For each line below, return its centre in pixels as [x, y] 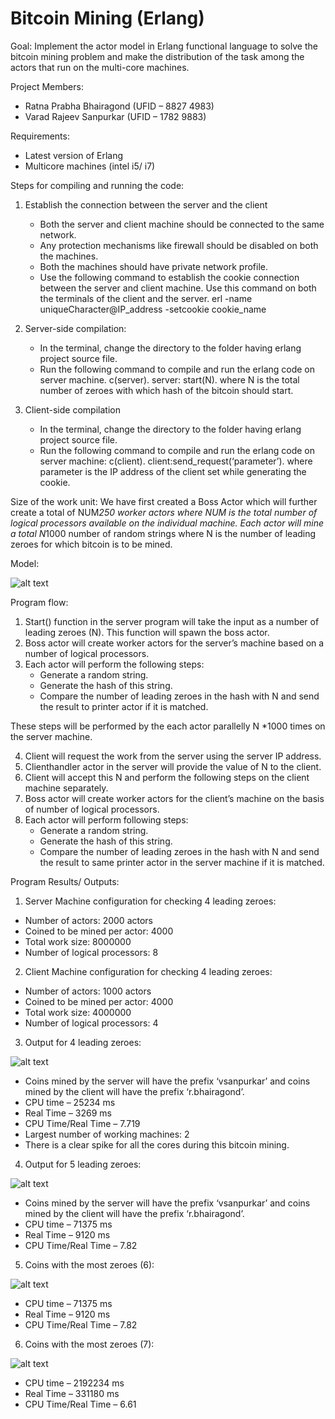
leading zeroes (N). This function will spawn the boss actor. [147, 632]
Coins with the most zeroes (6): [89, 1264]
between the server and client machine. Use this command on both [178, 288]
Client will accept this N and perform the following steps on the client [167, 777]
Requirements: [40, 136]
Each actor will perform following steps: [106, 819]
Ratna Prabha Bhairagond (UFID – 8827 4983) [119, 106]
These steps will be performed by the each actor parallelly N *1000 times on [168, 726]
